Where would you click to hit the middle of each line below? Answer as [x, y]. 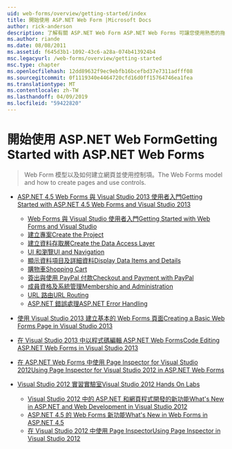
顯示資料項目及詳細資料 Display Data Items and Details [104, 260]
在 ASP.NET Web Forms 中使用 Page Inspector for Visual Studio [107, 362]
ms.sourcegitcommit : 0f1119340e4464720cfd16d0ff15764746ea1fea [100, 78]
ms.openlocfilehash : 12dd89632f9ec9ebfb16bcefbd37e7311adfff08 [100, 71]
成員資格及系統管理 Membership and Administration [100, 286]
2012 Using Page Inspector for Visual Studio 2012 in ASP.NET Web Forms [120, 370]
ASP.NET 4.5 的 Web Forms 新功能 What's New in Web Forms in [118, 415]
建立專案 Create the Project [66, 235]
